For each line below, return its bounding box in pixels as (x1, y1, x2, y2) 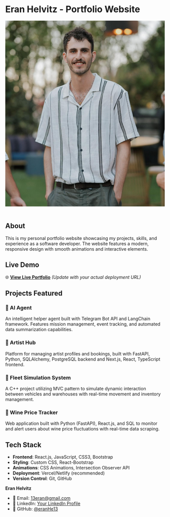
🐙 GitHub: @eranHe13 (12, 506, 58, 512)
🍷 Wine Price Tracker (5, 409, 58, 416)
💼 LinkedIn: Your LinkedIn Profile (12, 500, 81, 507)
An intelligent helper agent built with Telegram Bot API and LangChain (5, 315, 151, 322)
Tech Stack (5, 441, 41, 449)
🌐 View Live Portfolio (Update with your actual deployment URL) (5, 274, 141, 280)
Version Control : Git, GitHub (12, 475, 72, 482)
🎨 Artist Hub (5, 339, 36, 346)
